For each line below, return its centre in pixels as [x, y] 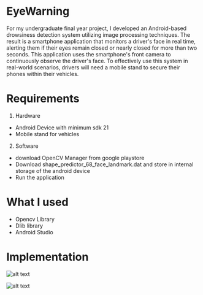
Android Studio [34, 232]
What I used [37, 202]
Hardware [28, 115]
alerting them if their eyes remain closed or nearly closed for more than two [102, 48]
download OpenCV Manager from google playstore [80, 158]
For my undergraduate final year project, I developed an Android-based [97, 28]
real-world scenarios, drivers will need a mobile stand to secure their [93, 67]
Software [27, 146]
